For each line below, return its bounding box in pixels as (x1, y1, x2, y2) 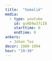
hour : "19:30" (5, 48, 34, 53)
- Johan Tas (9, 39, 34, 44)
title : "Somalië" (5, 7, 43, 12)
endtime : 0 (14, 30, 36, 35)
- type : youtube (9, 16, 43, 21)
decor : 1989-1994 (5, 44, 41, 49)
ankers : (5, 35, 21, 40)
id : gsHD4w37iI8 (14, 21, 48, 26)
